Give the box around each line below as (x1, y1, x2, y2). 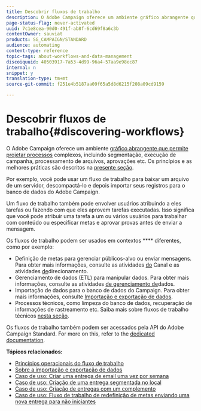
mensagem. (6, 225, 35, 232)
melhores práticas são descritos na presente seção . (6, 164, 134, 171)
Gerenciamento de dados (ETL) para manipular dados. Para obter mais (14, 274, 190, 281)
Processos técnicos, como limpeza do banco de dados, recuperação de (14, 299, 193, 306)
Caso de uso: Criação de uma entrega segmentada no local (14, 379, 162, 386)
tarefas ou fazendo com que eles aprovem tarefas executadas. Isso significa (6, 206, 194, 213)
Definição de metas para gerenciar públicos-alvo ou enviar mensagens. (14, 255, 192, 262)
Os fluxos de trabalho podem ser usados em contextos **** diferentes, (6, 237, 181, 244)
